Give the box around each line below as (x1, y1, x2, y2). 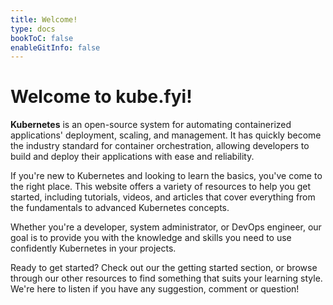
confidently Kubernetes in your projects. (10, 242, 177, 255)
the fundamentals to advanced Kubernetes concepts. (10, 202, 230, 214)
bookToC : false (10, 33, 74, 43)
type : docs (10, 24, 56, 34)
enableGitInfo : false (10, 42, 101, 53)
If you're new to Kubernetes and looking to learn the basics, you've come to (10, 170, 323, 182)
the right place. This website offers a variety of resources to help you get (10, 181, 311, 193)
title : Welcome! (10, 14, 78, 25)
